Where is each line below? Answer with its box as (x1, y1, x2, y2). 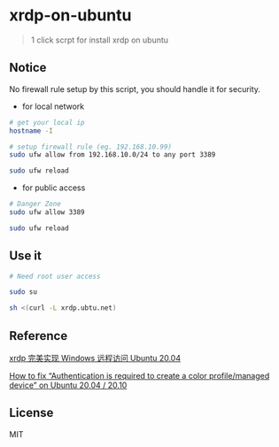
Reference (9, 328, 68, 343)
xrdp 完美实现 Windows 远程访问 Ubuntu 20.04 (9, 353, 182, 363)
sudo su (9, 288, 38, 297)
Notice (9, 60, 47, 75)
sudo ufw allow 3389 (9, 208, 86, 217)
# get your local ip (9, 118, 86, 127)
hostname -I (9, 126, 53, 135)
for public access (21, 182, 86, 193)
